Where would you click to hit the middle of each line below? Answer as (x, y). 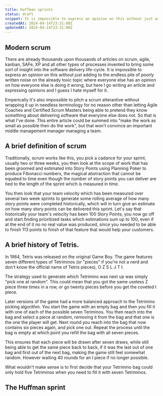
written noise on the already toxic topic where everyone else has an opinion (81, 80)
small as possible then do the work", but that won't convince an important (79, 125)
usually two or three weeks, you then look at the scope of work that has (77, 163)
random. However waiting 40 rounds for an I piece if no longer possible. (77, 357)
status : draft (19, 14)
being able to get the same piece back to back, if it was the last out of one (79, 347)
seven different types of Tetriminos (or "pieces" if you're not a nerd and (77, 262)
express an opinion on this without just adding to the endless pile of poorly (80, 75)
